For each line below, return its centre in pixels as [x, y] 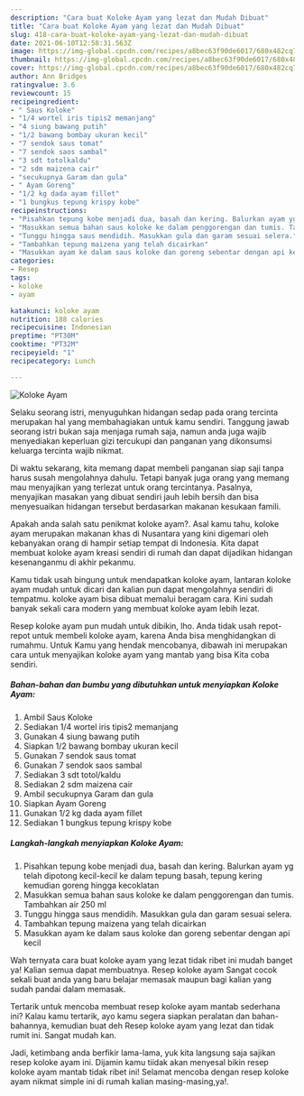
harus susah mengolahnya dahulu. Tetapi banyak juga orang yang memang [150, 477]
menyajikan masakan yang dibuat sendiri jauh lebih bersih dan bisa [135, 496]
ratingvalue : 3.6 [43, 85]
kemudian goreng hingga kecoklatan [91, 885]
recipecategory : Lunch [53, 361]
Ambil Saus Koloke [58, 717]
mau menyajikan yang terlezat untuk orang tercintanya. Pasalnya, [132, 487]
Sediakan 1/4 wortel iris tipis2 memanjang [101, 726]
